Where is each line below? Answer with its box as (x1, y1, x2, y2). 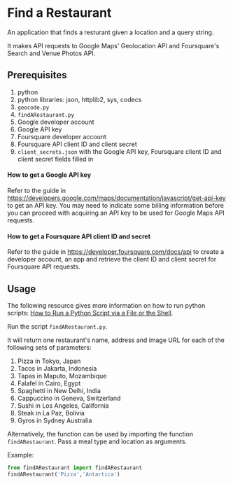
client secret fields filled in (17, 155, 94, 163)
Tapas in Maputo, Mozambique (17, 371, 107, 380)
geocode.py (17, 104, 50, 111)
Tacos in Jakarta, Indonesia (17, 364, 97, 372)
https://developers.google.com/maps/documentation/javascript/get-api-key (7, 194, 226, 202)
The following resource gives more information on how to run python (7, 301, 206, 309)
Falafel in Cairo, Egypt (17, 379, 81, 387)
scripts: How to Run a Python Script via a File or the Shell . (7, 308, 174, 317)
